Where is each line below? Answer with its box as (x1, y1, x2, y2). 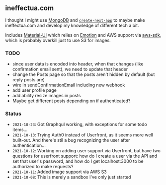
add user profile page (12, 87, 57, 93)
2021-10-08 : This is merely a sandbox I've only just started (12, 174, 131, 180)
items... (12, 126, 28, 133)
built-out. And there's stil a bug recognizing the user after (12, 137, 130, 143)
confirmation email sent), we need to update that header (12, 66, 128, 72)
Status (5, 110, 21, 117)
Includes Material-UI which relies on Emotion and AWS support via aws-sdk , (5, 32, 162, 38)
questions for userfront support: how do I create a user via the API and (12, 153, 158, 159)
